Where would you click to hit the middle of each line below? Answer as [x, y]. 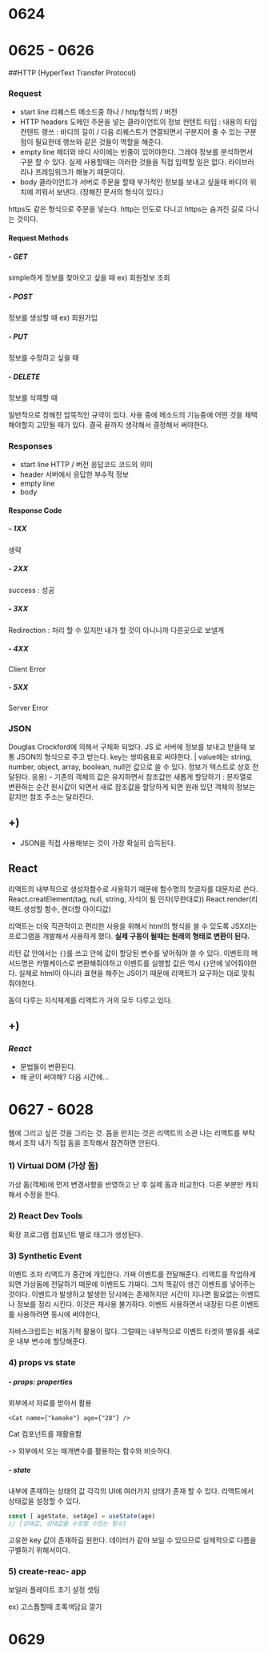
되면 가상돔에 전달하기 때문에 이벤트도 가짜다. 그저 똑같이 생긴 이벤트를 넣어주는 [132, 1284]
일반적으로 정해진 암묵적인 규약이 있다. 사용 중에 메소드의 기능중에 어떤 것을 [126, 414]
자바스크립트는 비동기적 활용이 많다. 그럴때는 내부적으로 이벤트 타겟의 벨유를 [127, 1332]
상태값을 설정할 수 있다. [45, 1501]
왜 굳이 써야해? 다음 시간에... [64, 1077]
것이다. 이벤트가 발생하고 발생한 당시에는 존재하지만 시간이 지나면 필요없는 [124, 1294]
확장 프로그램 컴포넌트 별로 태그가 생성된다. [76, 1234]
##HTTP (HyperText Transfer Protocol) [72, 73]
